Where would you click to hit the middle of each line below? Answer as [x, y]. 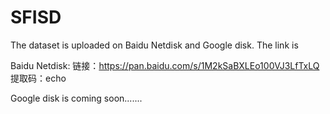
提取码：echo [38, 78]
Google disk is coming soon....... [76, 98]
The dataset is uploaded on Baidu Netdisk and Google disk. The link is [154, 45]
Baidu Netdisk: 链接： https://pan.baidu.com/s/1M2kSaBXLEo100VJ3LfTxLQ [165, 65]
